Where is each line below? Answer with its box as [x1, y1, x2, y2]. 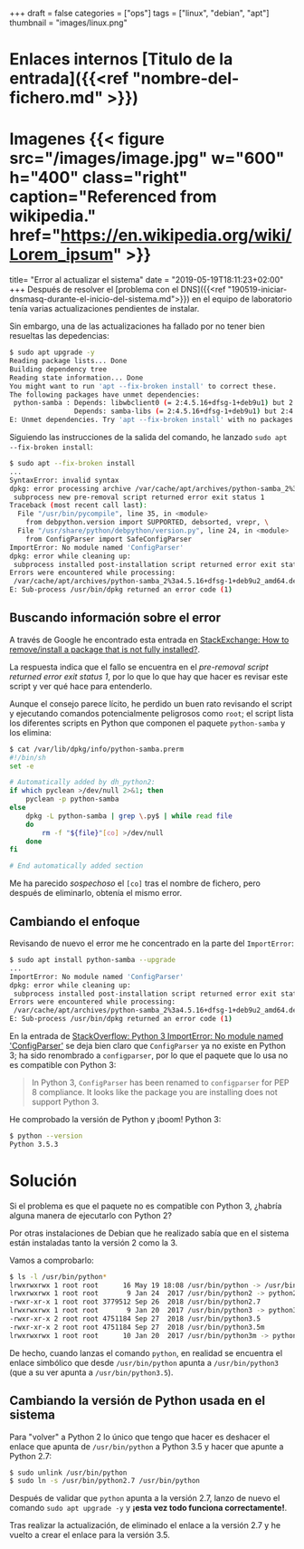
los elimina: [9, 726, 52, 737]
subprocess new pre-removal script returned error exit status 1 [13, 493, 265, 502]
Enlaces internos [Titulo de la [9, 49, 233, 70]
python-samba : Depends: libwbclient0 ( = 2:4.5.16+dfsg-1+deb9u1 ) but [13, 399, 285, 408]
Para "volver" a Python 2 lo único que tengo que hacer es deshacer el [9, 1431, 270, 1442]
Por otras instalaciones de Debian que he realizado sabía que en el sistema [9, 1227, 290, 1238]
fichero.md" [9, 88, 104, 108]
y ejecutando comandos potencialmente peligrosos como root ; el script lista [9, 707, 294, 718]
